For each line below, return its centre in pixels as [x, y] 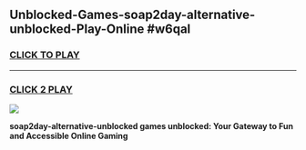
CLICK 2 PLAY [41, 89]
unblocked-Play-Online [77, 30]
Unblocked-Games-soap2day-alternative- [133, 15]
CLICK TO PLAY [45, 55]
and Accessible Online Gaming [69, 135]
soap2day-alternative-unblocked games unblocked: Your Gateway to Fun [152, 125]
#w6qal [169, 30]
